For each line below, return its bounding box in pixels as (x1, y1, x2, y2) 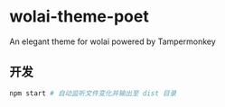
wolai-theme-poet (9, 6, 149, 27)
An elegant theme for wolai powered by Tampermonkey (9, 36, 217, 47)
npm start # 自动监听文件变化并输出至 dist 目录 (9, 88, 177, 98)
